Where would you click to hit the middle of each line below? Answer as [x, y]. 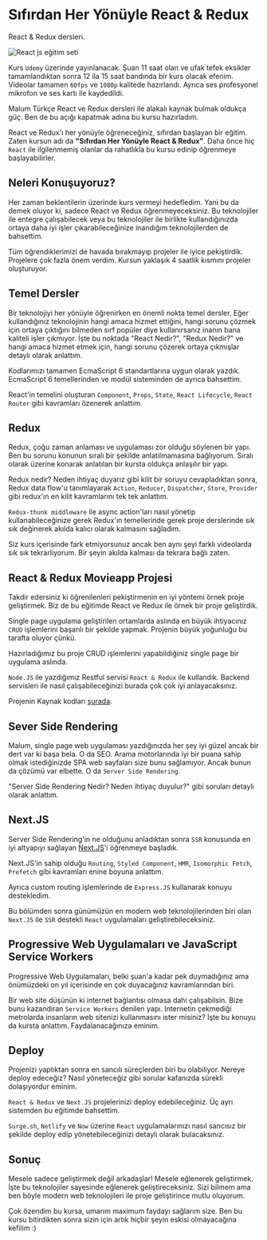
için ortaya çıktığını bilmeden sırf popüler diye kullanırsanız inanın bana [124, 329]
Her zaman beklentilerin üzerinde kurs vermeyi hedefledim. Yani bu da [124, 202]
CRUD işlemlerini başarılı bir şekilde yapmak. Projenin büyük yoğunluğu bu [128, 630]
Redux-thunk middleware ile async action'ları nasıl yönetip [102, 512]
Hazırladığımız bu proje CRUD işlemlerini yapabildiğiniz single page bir [124, 653]
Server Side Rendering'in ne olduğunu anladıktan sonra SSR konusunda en [130, 839]
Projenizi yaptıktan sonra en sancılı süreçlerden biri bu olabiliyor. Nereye [127, 1069]
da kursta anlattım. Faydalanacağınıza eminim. [84, 1025]
